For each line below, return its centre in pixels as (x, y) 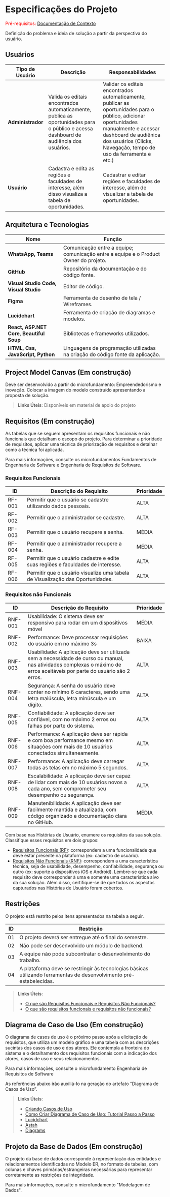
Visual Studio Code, (32, 283)
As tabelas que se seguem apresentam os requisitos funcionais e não (78, 434)
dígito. (35, 704)
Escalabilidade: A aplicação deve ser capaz (79, 775)
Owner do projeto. (85, 260)
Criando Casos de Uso (49, 1109)
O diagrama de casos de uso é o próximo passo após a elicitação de (76, 1037)
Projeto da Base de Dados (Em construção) (74, 1146)
